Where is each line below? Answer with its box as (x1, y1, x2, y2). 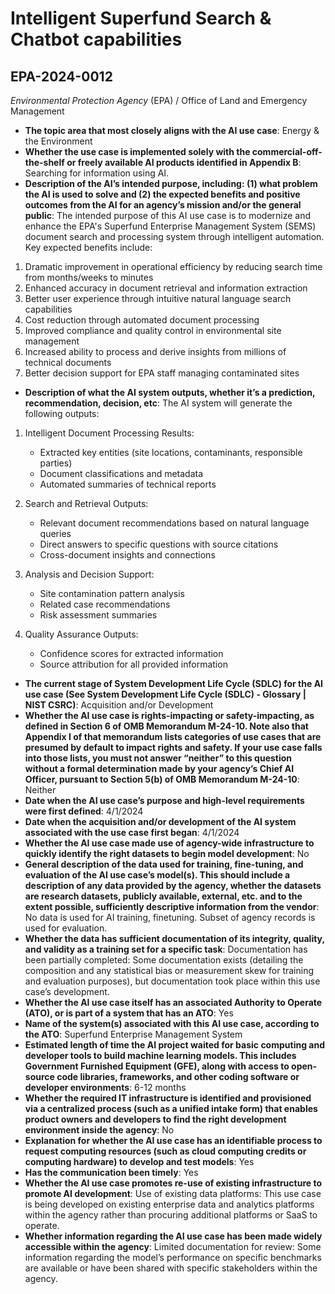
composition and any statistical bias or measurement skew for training (24, 965, 315, 976)
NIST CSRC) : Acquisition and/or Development (24, 699, 214, 711)
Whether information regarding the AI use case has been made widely (24, 1230, 323, 1242)
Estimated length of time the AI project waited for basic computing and (24, 1039, 325, 1051)
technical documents (24, 357, 112, 368)
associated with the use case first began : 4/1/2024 (24, 827, 240, 838)
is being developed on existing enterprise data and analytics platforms (24, 1198, 315, 1210)
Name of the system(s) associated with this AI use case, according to (24, 1018, 320, 1029)
